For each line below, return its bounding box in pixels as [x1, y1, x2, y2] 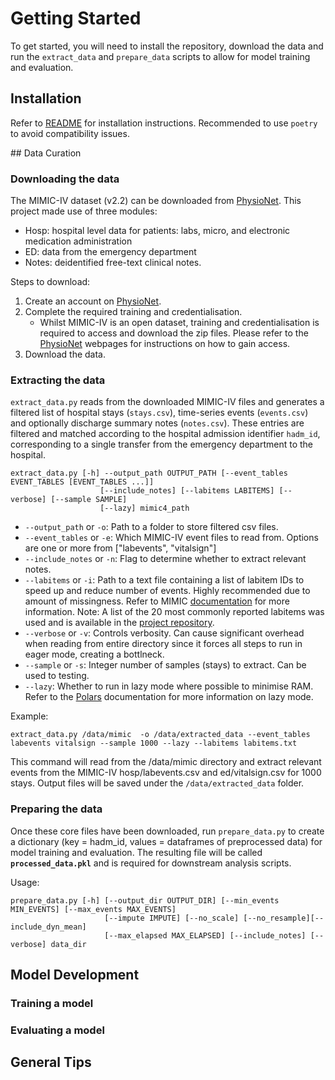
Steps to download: [10, 276, 91, 288]
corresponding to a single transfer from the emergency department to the [10, 438, 314, 451]
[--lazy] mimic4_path [99, 503, 190, 514]
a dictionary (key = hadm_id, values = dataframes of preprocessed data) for [10, 835, 323, 847]
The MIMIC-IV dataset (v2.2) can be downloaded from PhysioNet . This [10, 195, 302, 207]
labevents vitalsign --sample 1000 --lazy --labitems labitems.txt [10, 738, 298, 749]
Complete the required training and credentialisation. [24, 306, 243, 318]
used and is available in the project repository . [24, 617, 215, 629]
